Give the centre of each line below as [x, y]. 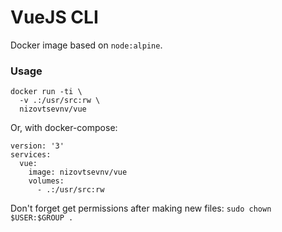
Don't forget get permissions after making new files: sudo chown [141, 208]
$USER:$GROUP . [42, 218]
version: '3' [37, 146]
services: [31, 155]
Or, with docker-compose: [64, 128]
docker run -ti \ [46, 92]
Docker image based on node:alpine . [86, 45]
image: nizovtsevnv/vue [78, 172]
